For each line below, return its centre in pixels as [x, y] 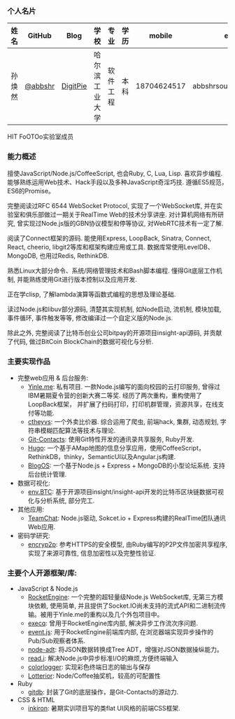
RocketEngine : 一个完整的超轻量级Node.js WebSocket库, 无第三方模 [126, 597]
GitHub [40, 36]
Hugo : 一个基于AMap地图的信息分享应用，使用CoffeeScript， [116, 448]
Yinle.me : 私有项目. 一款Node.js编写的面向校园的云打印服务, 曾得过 [124, 386]
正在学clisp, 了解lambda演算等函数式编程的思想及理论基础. [92, 294]
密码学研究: [34, 535]
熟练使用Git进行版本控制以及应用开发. [83, 279]
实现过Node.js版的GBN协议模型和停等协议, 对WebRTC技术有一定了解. [123, 223]
